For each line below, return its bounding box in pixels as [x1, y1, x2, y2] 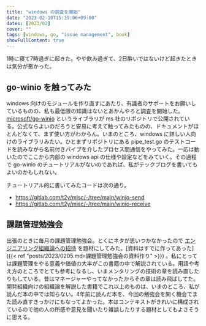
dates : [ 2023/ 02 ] [6, 20, 51, 26]
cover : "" [6, 26, 32, 32]
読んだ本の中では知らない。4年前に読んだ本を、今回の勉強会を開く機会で [6, 290, 193, 297]
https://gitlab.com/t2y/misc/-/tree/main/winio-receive [15, 200, 151, 207]
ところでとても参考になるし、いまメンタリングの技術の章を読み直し [22, 267, 194, 275]
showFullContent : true [6, 37, 64, 43]
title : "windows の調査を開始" [6, 9, 81, 15]
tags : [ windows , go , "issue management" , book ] [6, 32, 131, 38]
